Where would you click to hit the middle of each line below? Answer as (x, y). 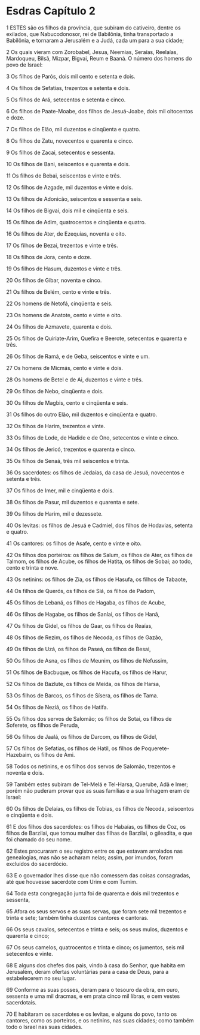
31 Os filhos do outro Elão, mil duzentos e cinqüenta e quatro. (82, 414)
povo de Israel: (24, 65)
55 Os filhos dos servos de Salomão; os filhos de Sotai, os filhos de (89, 718)
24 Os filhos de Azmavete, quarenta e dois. (59, 327)
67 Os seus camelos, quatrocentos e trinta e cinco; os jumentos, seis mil (95, 947)
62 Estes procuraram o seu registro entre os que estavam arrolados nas (95, 851)
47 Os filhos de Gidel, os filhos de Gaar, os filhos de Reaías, (80, 625)
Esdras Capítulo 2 (51, 11)
